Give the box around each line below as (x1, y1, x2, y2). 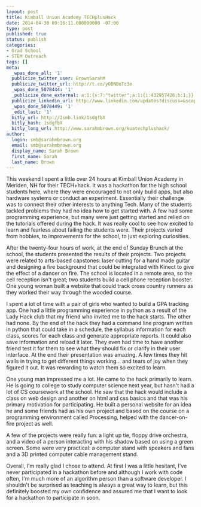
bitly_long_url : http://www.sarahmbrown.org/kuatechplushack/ (11, 126, 170, 132)
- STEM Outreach (6, 53, 47, 59)
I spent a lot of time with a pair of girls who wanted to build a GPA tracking (6, 300, 189, 308)
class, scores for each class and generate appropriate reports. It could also (6, 332, 191, 339)
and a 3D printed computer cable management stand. (6, 451, 139, 458)
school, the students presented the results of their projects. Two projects (6, 251, 186, 258)
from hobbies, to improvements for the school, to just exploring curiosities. (6, 233, 190, 240)
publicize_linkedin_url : (11, 98, 74, 104)
